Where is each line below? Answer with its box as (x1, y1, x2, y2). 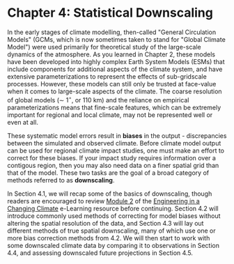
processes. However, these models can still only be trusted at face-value (7, 79, 217, 88)
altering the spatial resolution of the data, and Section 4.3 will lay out (7, 219, 204, 227)
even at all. (7, 118, 38, 126)
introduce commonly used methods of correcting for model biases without (7, 211, 221, 220)
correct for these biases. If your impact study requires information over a (7, 153, 216, 162)
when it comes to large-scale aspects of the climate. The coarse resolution (7, 87, 222, 95)
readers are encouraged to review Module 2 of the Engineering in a (7, 196, 200, 205)
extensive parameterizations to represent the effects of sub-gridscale (7, 72, 207, 81)
